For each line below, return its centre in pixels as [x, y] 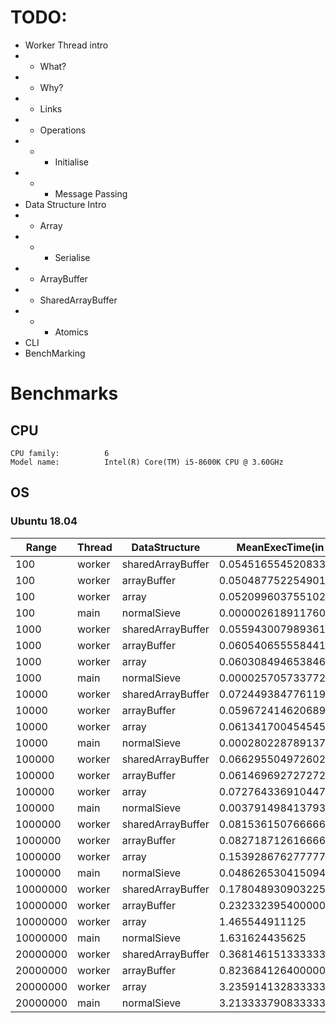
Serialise [72, 257]
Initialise [71, 162]
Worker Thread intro [66, 45]
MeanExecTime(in [280, 547]
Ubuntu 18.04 [44, 521]
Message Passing [91, 193]
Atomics [71, 332]
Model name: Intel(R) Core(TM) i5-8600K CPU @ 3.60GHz [147, 462]
